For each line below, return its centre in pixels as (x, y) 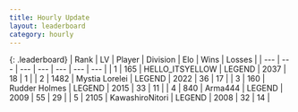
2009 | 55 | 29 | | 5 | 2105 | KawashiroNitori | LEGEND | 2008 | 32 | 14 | (140, 98)
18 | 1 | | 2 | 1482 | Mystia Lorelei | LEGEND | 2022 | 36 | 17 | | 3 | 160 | (137, 79)
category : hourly (42, 34)
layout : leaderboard (48, 26)
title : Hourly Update (50, 17)
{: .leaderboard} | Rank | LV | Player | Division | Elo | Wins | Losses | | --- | (145, 60)
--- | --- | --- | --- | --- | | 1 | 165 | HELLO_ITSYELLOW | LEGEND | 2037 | (153, 69)
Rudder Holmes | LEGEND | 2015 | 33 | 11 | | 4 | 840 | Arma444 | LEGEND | (146, 88)
